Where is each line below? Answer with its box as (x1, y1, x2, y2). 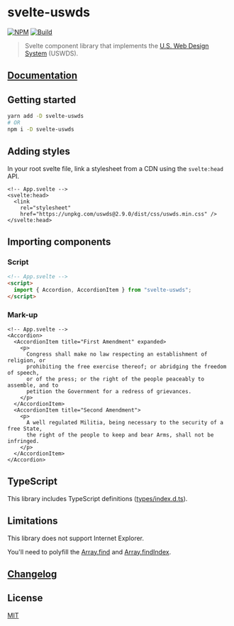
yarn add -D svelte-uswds (7, 113, 84, 120)
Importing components (7, 236, 111, 248)
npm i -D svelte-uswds (7, 126, 74, 133)
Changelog (7, 569, 57, 581)
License (7, 592, 43, 604)
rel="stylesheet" (20, 204, 72, 212)
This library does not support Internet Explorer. (7, 534, 144, 542)
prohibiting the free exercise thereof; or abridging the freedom (26, 363, 227, 370)
